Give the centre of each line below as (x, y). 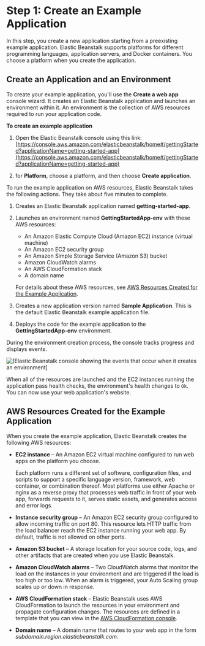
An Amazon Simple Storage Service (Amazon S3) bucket (96, 256)
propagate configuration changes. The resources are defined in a (98, 612)
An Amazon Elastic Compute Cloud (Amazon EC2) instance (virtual (108, 236)
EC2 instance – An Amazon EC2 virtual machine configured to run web (105, 454)
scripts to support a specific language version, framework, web (95, 479)
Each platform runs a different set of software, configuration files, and (103, 472)
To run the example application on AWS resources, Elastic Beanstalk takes (100, 187)
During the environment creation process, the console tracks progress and (100, 342)
